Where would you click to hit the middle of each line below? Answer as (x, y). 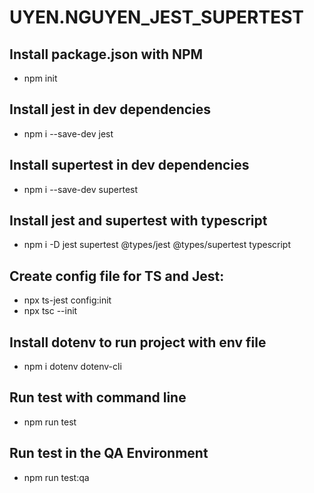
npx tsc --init (50, 311)
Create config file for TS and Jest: (117, 276)
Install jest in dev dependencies (110, 109)
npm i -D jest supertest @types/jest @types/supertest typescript (157, 245)
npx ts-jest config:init (67, 300)
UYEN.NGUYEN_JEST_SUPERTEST (156, 17)
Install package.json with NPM (106, 54)
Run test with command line (98, 397)
